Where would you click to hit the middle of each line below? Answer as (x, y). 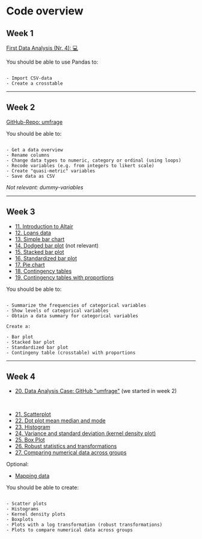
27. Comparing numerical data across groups (71, 452)
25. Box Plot (30, 440)
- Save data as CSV (31, 176)
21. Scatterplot (33, 414)
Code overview (45, 11)
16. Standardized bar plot (46, 258)
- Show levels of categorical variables (58, 311)
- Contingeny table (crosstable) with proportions (71, 353)
